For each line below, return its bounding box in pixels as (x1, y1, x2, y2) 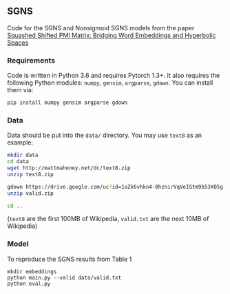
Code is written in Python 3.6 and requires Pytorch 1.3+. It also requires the (7, 72, 220, 80)
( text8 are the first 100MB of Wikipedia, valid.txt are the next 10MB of (7, 215, 209, 223)
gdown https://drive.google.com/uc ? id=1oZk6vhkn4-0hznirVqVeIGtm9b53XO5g (7, 183, 224, 190)
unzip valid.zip (7, 189, 54, 197)
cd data (7, 158, 30, 165)
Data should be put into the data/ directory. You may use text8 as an (7, 131, 202, 140)
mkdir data (7, 151, 39, 159)
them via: (7, 86, 34, 94)
